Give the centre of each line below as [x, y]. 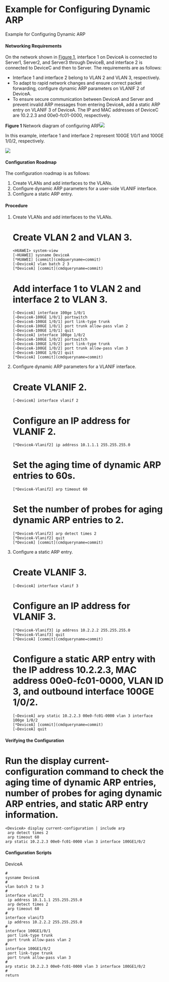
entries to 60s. [44, 476]
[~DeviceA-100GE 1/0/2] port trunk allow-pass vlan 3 [70, 348]
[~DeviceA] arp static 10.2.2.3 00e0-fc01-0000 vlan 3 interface [82, 716]
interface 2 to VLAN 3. [60, 299]
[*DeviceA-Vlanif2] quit [39, 538]
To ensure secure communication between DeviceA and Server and [83, 99]
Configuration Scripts [29, 853]
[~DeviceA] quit [30, 729]
